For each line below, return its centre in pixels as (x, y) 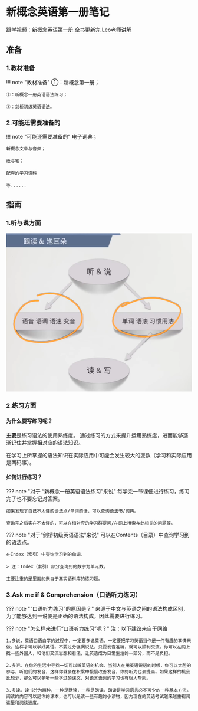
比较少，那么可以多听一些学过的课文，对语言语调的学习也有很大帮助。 (79, 678)
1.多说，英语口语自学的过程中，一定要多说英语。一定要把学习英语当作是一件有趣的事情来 (99, 641)
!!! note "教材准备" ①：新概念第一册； (53, 82)
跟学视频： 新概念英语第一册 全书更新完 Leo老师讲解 (69, 30)
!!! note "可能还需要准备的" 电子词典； (52, 136)
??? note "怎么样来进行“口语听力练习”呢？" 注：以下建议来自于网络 (87, 628)
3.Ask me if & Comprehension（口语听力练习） (74, 595)
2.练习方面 (21, 406)
